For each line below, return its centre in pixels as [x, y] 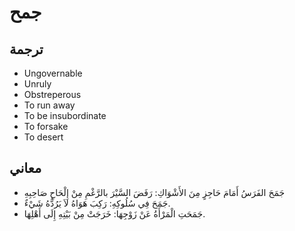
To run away [49, 105]
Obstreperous [52, 94]
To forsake [46, 126]
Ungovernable [53, 73]
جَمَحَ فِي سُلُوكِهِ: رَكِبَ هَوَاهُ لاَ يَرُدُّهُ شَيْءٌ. [97, 203]
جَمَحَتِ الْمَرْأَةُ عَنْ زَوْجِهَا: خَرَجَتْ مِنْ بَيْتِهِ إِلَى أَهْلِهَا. [114, 213]
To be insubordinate [65, 115]
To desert [43, 137]
